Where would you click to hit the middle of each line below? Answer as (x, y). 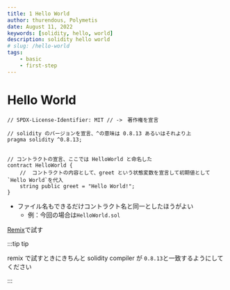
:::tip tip (18, 243)
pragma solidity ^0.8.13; (44, 139)
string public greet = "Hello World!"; (77, 186)
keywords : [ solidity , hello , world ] (60, 33)
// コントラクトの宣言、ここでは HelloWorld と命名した (80, 159)
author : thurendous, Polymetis (52, 20)
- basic (31, 59)
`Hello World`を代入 (35, 180)
